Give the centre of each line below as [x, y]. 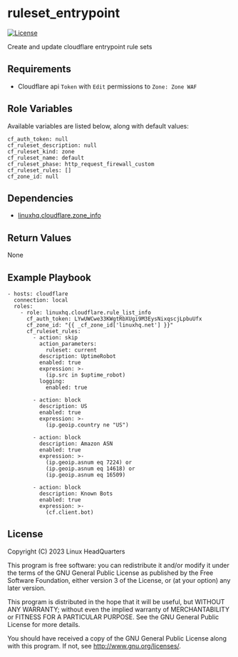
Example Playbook [49, 277]
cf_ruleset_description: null [52, 145]
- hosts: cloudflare [38, 294]
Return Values [40, 238]
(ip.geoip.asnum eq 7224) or [89, 462]
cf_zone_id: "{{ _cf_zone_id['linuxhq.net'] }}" [100, 325]
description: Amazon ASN [76, 444]
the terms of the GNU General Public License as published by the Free [110, 573]
